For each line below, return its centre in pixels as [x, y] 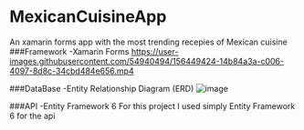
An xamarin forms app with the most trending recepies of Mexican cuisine [148, 42]
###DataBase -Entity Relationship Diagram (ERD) [102, 88]
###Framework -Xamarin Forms [69, 51]
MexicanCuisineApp [88, 17]
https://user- [155, 51]
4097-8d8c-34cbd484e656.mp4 [72, 71]
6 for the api [32, 115]
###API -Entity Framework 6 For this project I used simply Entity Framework [152, 105]
